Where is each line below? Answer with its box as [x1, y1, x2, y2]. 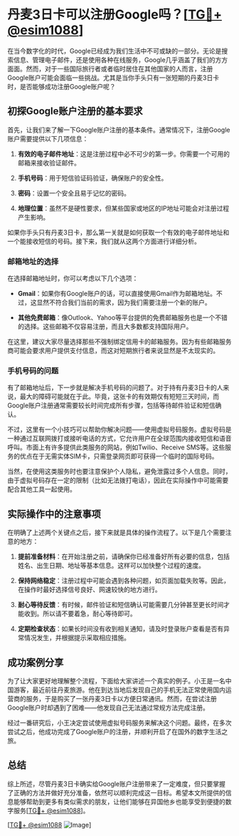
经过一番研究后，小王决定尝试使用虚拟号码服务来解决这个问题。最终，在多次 [7, 718, 232, 727]
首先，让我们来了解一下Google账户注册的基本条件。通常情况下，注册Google [7, 126, 230, 134]
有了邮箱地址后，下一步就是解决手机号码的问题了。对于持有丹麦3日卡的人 [7, 383, 223, 392]
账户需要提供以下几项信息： [7, 134, 89, 143]
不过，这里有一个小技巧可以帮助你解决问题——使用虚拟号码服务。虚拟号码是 [7, 425, 232, 434]
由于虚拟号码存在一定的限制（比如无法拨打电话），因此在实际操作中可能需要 [7, 476, 229, 485]
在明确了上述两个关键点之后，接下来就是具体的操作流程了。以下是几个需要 [7, 529, 225, 537]
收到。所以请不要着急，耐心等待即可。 [23, 609, 137, 618]
